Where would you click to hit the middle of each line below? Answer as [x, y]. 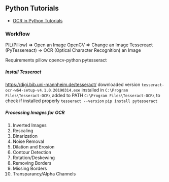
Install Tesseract [23, 72]
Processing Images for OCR [35, 112]
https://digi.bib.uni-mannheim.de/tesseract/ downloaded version [73, 85]
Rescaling [23, 131]
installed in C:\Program [105, 90]
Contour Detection [32, 153]
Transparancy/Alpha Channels [44, 174]
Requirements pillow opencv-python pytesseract [56, 60]
